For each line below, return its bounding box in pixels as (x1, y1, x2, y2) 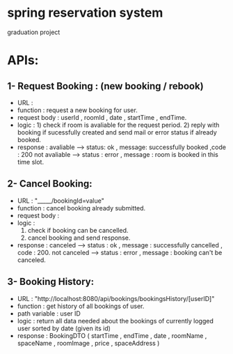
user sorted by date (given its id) (17, 324, 111, 332)
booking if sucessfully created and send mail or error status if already (17, 128, 217, 137)
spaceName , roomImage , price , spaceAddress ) (17, 339, 160, 347)
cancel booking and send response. (27, 233, 131, 242)
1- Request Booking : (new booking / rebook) (7, 80, 204, 92)
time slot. (17, 157, 44, 166)
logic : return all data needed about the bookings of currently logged (17, 316, 214, 325)
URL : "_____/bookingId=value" (17, 197, 104, 205)
